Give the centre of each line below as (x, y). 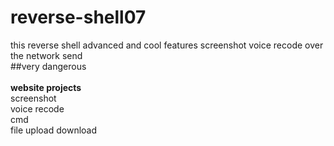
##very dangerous (48, 66)
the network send (46, 55)
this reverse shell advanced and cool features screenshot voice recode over (167, 45)
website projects (46, 87)
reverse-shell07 (78, 17)
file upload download (54, 130)
